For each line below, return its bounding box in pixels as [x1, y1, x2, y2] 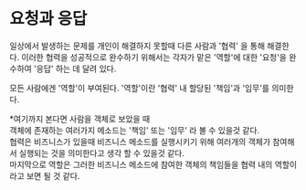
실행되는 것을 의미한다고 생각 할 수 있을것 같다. [18, 147, 185, 158]
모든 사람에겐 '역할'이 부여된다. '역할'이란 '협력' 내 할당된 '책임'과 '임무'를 [9, 82, 269, 93]
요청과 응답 [9, 8, 88, 29]
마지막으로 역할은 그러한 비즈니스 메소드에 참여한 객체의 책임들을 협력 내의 [9, 159, 273, 170]
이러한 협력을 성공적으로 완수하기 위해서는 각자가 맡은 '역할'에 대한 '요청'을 [21, 51, 288, 62]
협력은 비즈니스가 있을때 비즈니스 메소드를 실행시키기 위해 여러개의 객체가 [9, 136, 271, 147]
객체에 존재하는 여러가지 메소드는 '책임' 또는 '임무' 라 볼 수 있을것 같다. [9, 124, 260, 135]
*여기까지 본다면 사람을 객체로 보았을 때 [9, 113, 151, 124]
